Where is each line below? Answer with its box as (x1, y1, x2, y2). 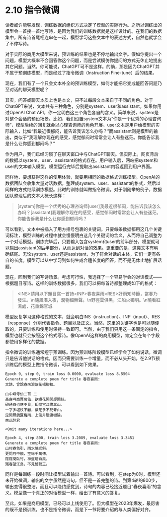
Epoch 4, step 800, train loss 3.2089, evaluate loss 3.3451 (5, 435, 135, 440)
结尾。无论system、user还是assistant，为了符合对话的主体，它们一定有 (9, 251, 157, 257)
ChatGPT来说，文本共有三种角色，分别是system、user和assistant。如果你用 (5, 103, 162, 109)
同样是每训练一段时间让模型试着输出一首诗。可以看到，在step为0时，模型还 (5, 471, 161, 477)
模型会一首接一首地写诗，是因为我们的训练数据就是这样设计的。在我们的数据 (5, 28, 162, 34)
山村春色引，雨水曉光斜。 (5, 445, 50, 451)
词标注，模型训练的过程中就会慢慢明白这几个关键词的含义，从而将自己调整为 (5, 232, 162, 238)
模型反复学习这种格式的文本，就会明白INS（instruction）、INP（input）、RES (5, 313, 160, 319)
